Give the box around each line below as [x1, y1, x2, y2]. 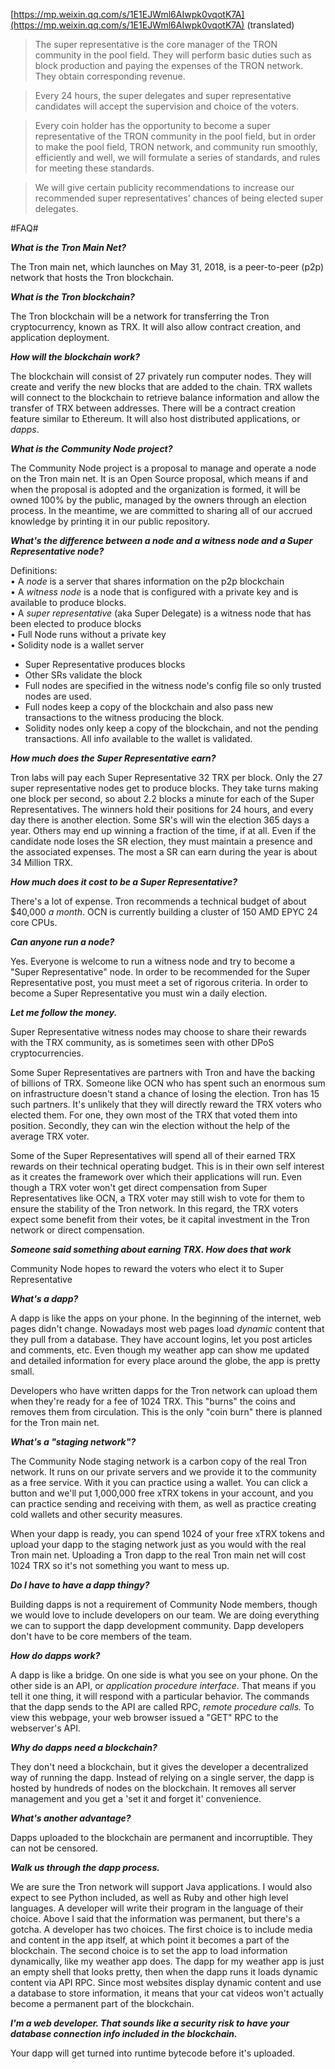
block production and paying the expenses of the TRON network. [34, 60, 304, 71]
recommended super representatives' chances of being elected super [34, 192, 324, 204]
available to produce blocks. [10, 597, 127, 608]
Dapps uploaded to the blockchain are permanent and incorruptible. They [10, 1832, 313, 1843]
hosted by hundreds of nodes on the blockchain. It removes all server [10, 1782, 297, 1794]
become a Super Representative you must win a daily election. [10, 987, 268, 999]
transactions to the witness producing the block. [24, 712, 225, 723]
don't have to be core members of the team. [10, 1630, 192, 1642]
